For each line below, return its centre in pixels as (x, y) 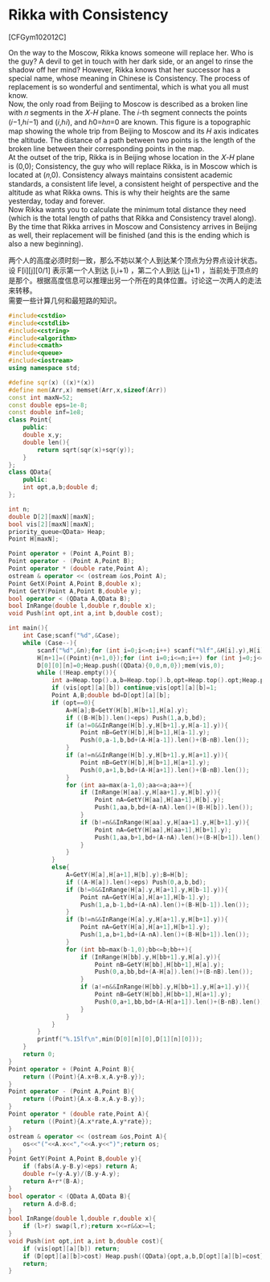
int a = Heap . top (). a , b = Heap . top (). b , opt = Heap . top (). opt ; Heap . (156, 680)
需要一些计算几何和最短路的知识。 (65, 300)
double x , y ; (43, 435)
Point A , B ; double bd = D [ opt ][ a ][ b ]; (111, 696)
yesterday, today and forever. (57, 201)
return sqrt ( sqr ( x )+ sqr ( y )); (86, 450)
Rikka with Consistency (88, 15)
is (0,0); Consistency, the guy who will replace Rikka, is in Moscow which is (133, 166)
